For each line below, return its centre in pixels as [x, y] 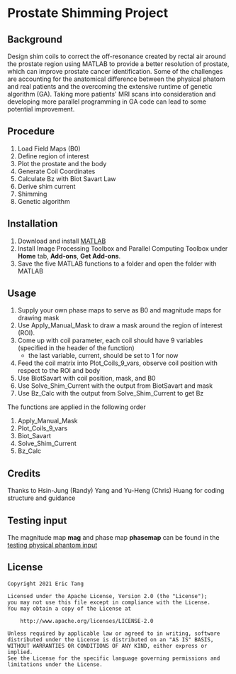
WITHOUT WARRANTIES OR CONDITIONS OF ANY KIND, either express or [107, 646]
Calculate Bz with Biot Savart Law [67, 178]
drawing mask [38, 318]
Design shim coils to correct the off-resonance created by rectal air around [117, 56]
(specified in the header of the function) [76, 348]
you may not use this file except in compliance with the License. [109, 602]
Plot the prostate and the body [62, 163]
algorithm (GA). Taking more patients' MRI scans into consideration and [112, 94]
